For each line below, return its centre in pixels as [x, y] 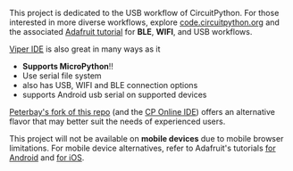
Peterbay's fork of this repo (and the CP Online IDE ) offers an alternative [142, 112]
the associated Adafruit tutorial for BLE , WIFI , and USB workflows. [131, 32]
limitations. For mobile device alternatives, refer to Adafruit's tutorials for [142, 148]
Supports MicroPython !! [68, 66]
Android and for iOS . [47, 158]
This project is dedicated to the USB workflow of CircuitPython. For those [144, 13]
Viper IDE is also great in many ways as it [85, 49]
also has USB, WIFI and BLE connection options [110, 85]
